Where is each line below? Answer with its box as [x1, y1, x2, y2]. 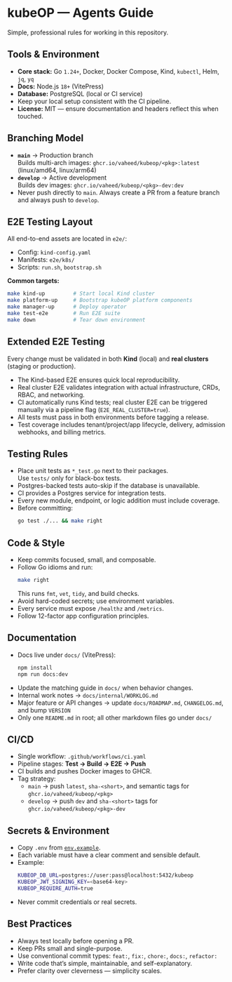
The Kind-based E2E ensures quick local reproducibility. [17, 376, 180, 384]
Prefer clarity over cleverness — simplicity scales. [17, 967, 163, 975]
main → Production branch [17, 151, 93, 159]
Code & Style [7, 537, 65, 549]
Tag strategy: [17, 774, 56, 783]
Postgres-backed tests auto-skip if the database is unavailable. [17, 482, 200, 490]
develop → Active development [17, 173, 107, 182]
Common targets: [7, 277, 60, 285]
